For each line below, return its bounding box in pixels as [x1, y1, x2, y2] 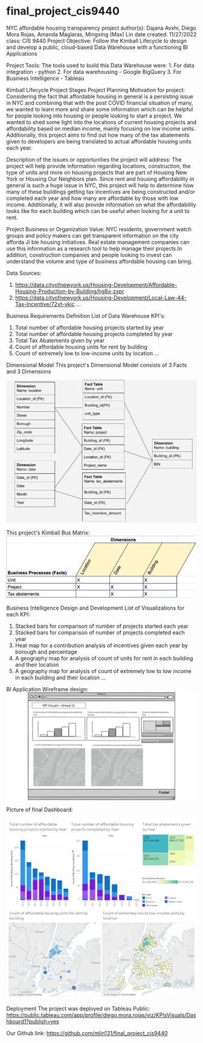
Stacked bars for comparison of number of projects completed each [14, 629, 185, 636]
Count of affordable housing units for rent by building [14, 343, 148, 350]
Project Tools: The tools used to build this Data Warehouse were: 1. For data [6, 62, 195, 69]
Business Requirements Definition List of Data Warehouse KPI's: [6, 312, 166, 319]
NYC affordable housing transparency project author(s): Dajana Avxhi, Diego [6, 24, 196, 31]
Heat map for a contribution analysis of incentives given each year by [14, 642, 188, 649]
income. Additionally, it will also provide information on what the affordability [6, 201, 196, 208]
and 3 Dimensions [6, 367, 51, 375]
